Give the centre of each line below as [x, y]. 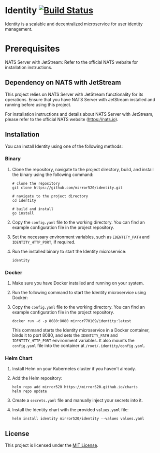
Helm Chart [19, 358]
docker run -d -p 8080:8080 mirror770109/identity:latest [72, 321]
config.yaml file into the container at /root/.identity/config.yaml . [79, 346]
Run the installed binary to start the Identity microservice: [69, 251]
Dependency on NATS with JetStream [63, 83]
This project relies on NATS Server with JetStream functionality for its [74, 94]
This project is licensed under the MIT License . [52, 445]
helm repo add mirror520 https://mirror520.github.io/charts [75, 387]
